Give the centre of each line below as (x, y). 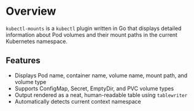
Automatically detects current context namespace (78, 101)
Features (23, 60)
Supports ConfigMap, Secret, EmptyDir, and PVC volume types (94, 88)
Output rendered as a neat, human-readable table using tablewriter (101, 95)
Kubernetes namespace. (37, 41)
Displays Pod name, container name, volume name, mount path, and (101, 75)
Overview (31, 11)
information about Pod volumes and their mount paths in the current (91, 34)
